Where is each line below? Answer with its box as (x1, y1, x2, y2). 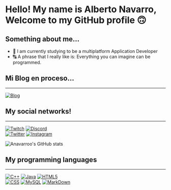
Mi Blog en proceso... (5, 74, 75, 83)
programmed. (12, 60, 42, 65)
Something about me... (5, 35, 80, 43)
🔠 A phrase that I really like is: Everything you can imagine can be (12, 53, 151, 60)
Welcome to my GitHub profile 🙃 (5, 14, 147, 26)
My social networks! (5, 107, 71, 116)
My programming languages (5, 155, 97, 164)
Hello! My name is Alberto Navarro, (5, 4, 157, 15)
